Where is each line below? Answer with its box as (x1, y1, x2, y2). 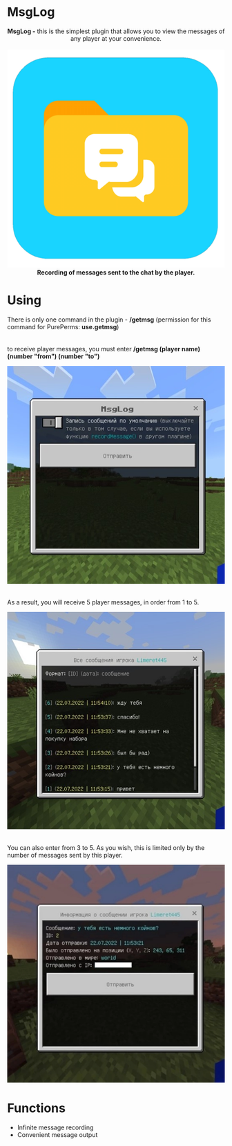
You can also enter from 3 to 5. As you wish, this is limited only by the (7, 843, 205, 851)
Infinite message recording (17, 1123, 94, 1131)
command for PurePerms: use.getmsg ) (7, 322, 119, 331)
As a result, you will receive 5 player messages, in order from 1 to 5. (7, 598, 200, 606)
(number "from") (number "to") (7, 352, 100, 360)
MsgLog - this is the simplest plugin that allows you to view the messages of (7, 27, 225, 35)
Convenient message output (17, 1130, 98, 1138)
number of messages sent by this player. (7, 851, 123, 859)
